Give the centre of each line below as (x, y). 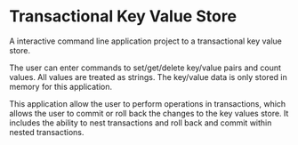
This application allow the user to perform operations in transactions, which (148, 103)
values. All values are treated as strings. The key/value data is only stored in (148, 77)
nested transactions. (47, 132)
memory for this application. (61, 86)
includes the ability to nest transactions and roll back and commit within (141, 123)
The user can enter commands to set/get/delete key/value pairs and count (145, 68)
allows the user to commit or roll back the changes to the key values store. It (149, 113)
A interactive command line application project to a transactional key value (145, 41)
